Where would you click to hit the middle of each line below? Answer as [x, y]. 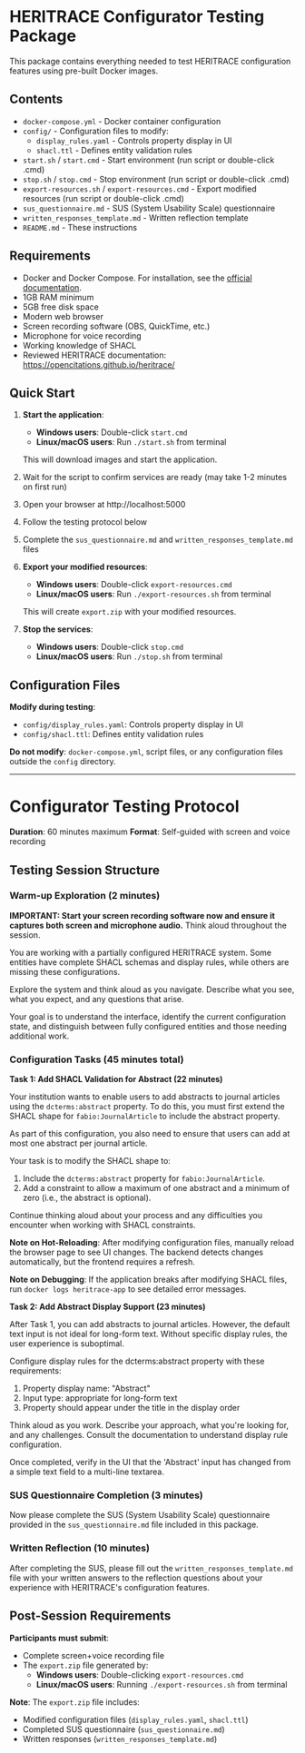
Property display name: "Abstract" [87, 1389]
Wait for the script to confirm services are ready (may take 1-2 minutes [155, 478]
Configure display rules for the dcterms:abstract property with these [137, 1361]
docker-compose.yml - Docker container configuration [122, 121]
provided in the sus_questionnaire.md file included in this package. [134, 1525]
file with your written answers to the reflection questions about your [136, 1578]
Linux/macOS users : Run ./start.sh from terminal [131, 442]
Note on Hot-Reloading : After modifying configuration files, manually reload [152, 1243]
